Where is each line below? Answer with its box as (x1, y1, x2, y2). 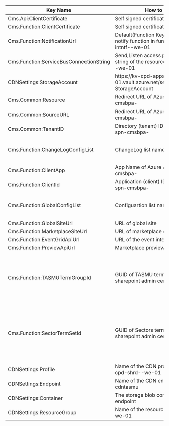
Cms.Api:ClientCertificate (8, 15, 68, 22)
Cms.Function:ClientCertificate (8, 23, 80, 30)
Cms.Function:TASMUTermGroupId (8, 274, 91, 281)
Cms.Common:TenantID (8, 126, 64, 132)
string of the (115, 58, 144, 65)
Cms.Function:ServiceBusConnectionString (8, 58, 111, 65)
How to (145, 7, 162, 13)
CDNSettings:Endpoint (8, 380, 61, 387)
